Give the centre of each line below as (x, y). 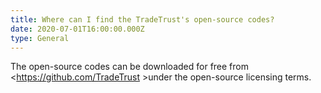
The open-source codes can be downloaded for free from (129, 67)
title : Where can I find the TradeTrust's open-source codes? (142, 19)
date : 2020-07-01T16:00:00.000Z (77, 29)
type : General (40, 38)
